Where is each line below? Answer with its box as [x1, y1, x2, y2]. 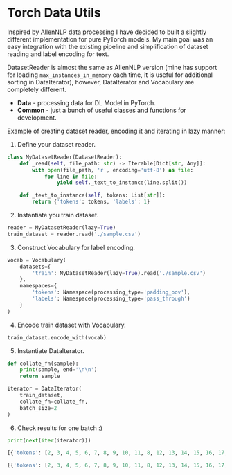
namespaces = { [19, 283, 57, 289]
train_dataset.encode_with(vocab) [7, 334, 107, 341]
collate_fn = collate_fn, [19, 398, 89, 405]
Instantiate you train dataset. [17, 211, 99, 219]
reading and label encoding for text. [7, 50, 109, 58]
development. [17, 113, 57, 122]
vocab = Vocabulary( [7, 256, 67, 264]
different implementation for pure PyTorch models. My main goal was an [7, 35, 213, 43]
